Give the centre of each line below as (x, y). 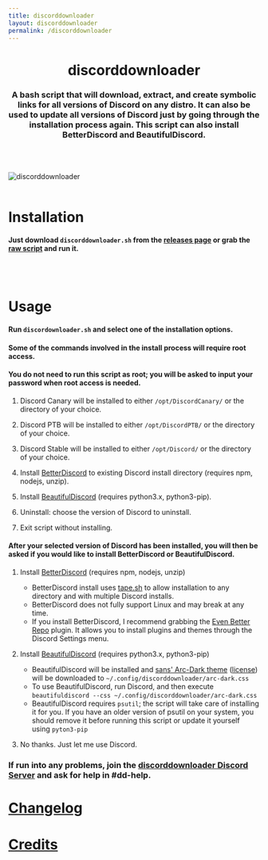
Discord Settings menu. (70, 639)
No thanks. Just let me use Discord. (79, 745)
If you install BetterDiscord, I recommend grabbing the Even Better (141, 622)
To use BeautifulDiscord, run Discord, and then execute (122, 687)
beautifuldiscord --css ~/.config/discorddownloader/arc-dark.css (144, 696)
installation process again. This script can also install (134, 125)
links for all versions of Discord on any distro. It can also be (134, 105)
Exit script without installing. (66, 528)
